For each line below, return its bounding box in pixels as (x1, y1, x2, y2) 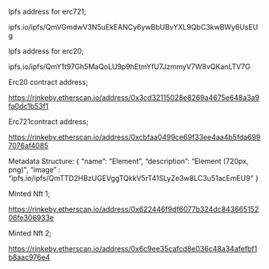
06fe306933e (8, 213, 54, 223)
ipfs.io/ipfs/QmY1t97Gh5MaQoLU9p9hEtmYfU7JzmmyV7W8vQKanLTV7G (8, 62, 251, 71)
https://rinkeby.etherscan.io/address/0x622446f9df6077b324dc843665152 (8, 204, 259, 214)
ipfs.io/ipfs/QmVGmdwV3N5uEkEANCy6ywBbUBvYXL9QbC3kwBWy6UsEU (8, 22, 259, 31)
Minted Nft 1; (8, 189, 50, 199)
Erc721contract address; (8, 117, 89, 126)
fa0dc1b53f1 (8, 102, 49, 110)
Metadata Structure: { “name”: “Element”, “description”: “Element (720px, (8, 156, 249, 166)
